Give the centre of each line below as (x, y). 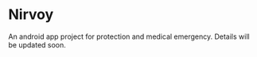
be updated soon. (37, 44)
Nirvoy (31, 15)
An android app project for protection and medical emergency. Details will (129, 36)
